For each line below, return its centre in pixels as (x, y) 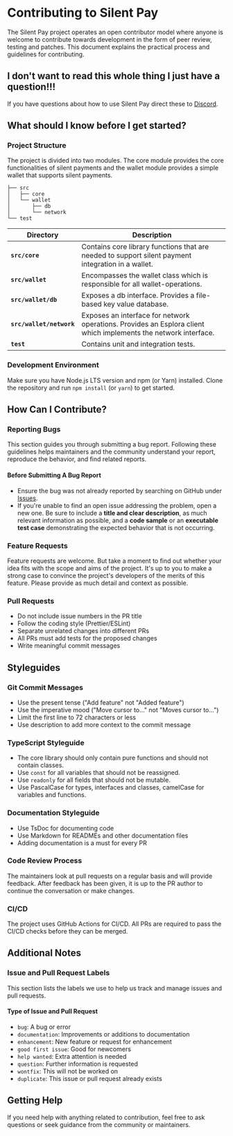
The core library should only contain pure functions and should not (113, 758)
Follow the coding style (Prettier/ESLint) (74, 623)
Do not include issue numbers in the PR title (79, 616)
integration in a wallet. (117, 264)
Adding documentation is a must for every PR (82, 842)
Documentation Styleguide (53, 813)
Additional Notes (44, 953)
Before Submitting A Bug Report (54, 475)
